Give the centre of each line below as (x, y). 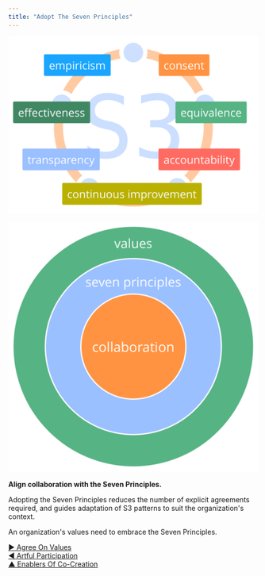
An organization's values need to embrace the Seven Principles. (113, 532)
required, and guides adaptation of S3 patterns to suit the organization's (126, 508)
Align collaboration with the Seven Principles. (85, 484)
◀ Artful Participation (43, 555)
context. (22, 516)
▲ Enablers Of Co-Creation (53, 564)
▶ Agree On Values (40, 547)
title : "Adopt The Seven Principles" (71, 17)
